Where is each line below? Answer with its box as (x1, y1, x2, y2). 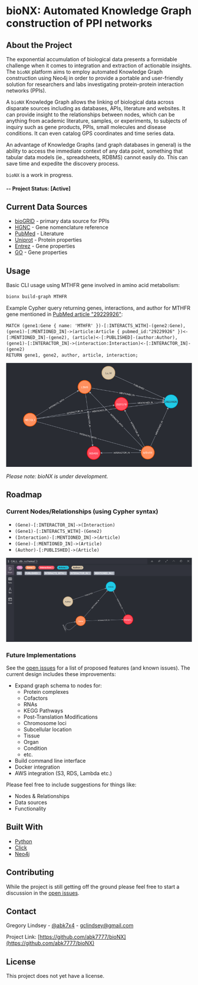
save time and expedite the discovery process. (6, 160, 120, 167)
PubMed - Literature (14, 230, 64, 237)
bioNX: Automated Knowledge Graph (6, 4, 192, 18)
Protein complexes (23, 688, 69, 695)
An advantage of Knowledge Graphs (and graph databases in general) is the (6, 141, 192, 148)
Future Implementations (6, 651, 77, 659)
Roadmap (6, 490, 42, 500)
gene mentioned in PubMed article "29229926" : (6, 311, 123, 318)
